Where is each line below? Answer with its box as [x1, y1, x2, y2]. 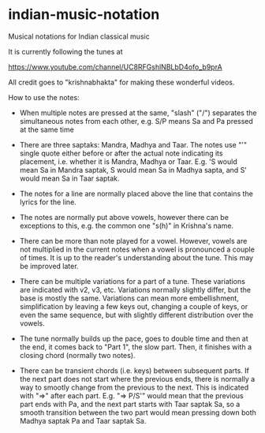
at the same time [19, 125, 75, 134]
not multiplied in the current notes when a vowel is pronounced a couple [19, 244, 255, 254]
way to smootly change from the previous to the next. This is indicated [19, 383, 249, 392]
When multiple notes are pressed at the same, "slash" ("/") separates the [19, 108, 257, 118]
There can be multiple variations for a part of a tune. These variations [19, 276, 246, 286]
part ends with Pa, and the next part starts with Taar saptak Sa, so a [19, 399, 241, 409]
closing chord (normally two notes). [19, 350, 136, 360]
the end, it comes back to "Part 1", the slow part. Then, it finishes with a [19, 342, 252, 352]
